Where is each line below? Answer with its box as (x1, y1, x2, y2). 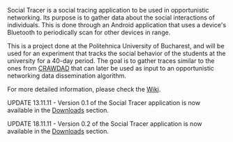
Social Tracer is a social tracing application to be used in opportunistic (7, 6, 209, 14)
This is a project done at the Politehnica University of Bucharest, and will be (7, 42, 225, 50)
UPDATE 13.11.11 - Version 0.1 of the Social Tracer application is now (7, 99, 201, 107)
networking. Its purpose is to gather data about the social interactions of (7, 13, 215, 22)
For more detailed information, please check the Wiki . (7, 85, 161, 93)
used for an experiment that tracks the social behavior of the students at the (7, 49, 226, 57)
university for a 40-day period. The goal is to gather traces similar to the (7, 57, 215, 65)
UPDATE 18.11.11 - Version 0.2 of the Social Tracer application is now (7, 120, 202, 128)
